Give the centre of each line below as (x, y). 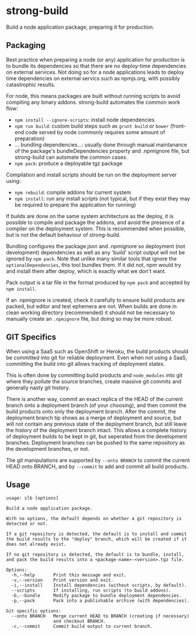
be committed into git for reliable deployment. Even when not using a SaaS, (97, 357)
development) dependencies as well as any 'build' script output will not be (96, 252)
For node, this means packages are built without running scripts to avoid (93, 96)
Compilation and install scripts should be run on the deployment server (92, 175)
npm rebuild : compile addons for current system (73, 192)
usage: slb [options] (32, 498)
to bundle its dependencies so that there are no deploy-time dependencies (96, 66)
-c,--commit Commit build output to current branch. (82, 626)
